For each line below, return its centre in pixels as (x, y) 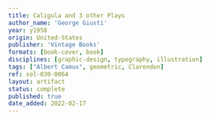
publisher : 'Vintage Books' (54, 45)
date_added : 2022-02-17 (47, 103)
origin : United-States (45, 37)
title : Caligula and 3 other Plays (67, 15)
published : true (35, 96)
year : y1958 (28, 30)
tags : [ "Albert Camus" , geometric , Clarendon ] (86, 67)
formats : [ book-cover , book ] (56, 52)
